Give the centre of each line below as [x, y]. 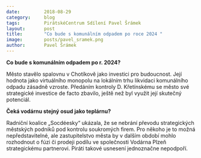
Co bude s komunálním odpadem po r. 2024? [63, 62]
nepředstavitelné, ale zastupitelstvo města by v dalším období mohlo [91, 135]
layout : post [31, 29]
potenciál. [19, 99]
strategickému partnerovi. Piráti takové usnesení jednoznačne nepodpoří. [97, 148]
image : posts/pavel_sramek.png [55, 40]
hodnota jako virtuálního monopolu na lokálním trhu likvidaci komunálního [97, 80]
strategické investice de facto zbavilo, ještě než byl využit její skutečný [94, 93]
